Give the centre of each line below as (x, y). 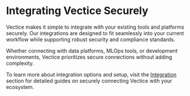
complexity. (20, 63)
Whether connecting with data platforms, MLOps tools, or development (92, 50)
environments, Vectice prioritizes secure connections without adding (89, 57)
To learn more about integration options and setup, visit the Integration (91, 74)
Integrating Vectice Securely (77, 11)
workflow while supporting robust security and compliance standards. (91, 39)
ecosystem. (20, 87)
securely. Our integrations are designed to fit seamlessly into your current (95, 33)
